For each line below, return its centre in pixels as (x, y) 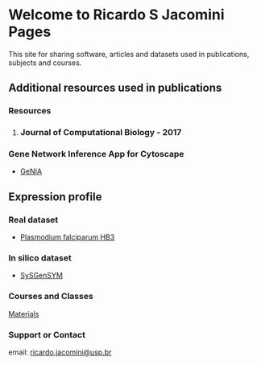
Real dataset (33, 219)
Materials (24, 314)
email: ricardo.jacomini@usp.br (60, 352)
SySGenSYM (41, 276)
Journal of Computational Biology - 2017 (101, 133)
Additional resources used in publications (115, 88)
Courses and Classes (51, 297)
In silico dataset (40, 258)
